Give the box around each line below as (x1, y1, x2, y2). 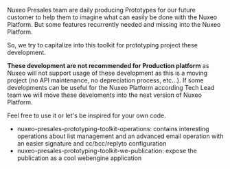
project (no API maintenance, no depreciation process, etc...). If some (7, 76, 204, 84)
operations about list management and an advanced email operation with (16, 132, 224, 140)
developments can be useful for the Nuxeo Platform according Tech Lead (7, 84, 215, 91)
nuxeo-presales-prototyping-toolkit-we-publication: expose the (16, 147, 197, 155)
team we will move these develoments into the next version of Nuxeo (7, 91, 203, 99)
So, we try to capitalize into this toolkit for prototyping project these (7, 41, 198, 49)
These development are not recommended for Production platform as (7, 62, 209, 69)
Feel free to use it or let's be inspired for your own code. (7, 111, 166, 120)
